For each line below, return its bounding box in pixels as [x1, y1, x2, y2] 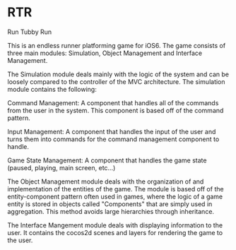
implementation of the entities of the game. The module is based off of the [7, 184, 224, 193]
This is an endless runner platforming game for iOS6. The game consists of [7, 41, 226, 49]
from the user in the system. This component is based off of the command [7, 106, 224, 114]
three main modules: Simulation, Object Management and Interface [7, 49, 203, 57]
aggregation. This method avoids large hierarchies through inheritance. [7, 207, 214, 215]
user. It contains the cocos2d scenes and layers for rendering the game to [7, 228, 223, 237]
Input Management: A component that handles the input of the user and [7, 127, 216, 136]
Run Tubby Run [7, 28, 52, 36]
